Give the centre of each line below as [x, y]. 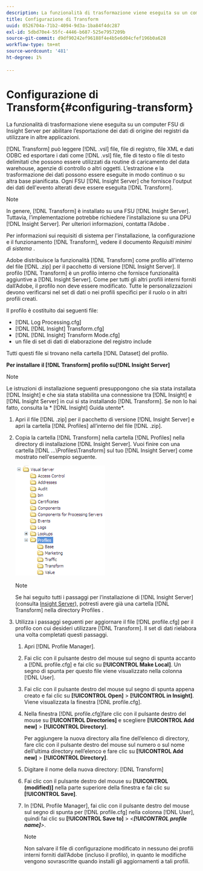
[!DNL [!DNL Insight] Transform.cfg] [60, 328]
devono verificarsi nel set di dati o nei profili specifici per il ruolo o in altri [97, 292]
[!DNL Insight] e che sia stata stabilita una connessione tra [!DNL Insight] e [99, 395]
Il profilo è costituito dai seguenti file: [52, 310]
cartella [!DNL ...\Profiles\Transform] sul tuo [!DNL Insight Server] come [104, 450]
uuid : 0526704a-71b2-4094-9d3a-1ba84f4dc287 [63, 25]
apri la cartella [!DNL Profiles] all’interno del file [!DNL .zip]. [89, 426]
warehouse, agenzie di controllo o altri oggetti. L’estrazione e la [85, 168]
